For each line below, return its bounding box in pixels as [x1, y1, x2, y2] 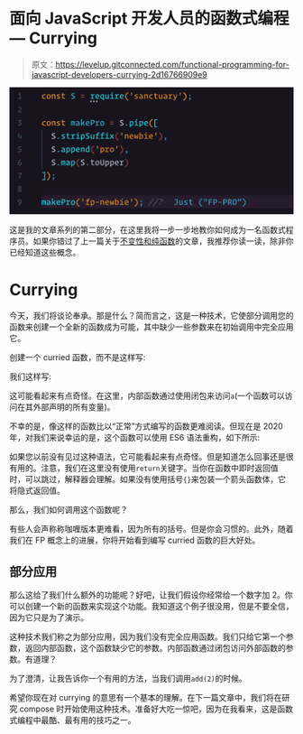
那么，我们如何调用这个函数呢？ [9, 505, 128, 516]
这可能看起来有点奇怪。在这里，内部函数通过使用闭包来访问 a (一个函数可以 [9, 390, 286, 402]
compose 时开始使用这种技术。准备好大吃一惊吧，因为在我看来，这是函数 [19, 703, 294, 714]
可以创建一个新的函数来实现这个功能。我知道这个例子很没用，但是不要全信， [9, 601, 294, 612]
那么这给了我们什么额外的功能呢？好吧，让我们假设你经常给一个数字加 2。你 [9, 590, 293, 600]
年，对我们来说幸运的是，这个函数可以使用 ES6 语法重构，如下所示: [9, 432, 260, 443]
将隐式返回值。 [9, 485, 65, 497]
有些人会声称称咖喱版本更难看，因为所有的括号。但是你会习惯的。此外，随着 [9, 524, 294, 534]
